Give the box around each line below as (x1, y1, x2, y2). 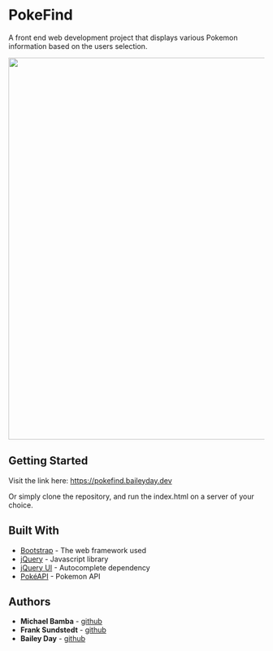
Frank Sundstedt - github (19, 625, 107, 635)
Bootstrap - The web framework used (19, 545, 147, 555)
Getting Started (8, 454, 89, 468)
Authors (8, 595, 51, 609)
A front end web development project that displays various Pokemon (8, 33, 238, 42)
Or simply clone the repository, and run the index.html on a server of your (8, 491, 254, 501)
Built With (8, 524, 59, 538)
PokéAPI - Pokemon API (19, 571, 101, 581)
